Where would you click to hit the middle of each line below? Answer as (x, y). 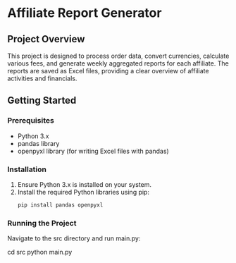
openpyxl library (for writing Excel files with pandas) (93, 151)
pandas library (38, 143)
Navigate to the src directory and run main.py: (74, 238)
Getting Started (42, 100)
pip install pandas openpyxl (60, 205)
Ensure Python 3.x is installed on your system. (85, 184)
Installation (27, 169)
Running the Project (42, 223)
